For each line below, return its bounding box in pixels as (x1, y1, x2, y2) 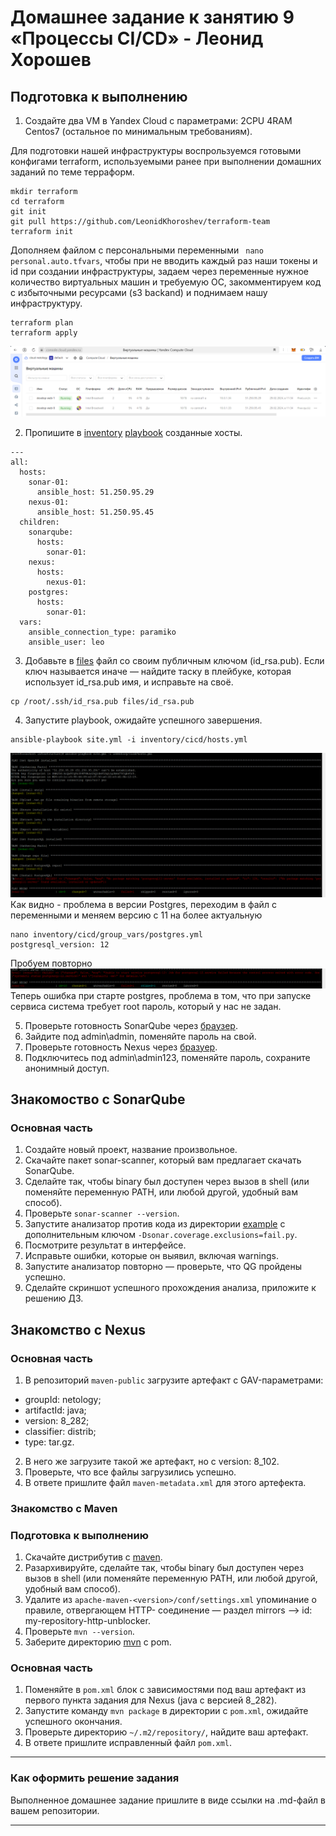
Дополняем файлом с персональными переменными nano (10, 244, 264, 256)
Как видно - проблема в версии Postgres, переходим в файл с (10, 898, 277, 910)
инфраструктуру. (10, 297, 83, 309)
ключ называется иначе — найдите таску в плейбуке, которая (24, 666, 292, 678)
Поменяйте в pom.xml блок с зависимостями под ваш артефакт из (24, 1684, 307, 1696)
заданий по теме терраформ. (10, 166, 135, 178)
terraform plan (10, 318, 74, 328)
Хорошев (10, 49, 92, 71)
